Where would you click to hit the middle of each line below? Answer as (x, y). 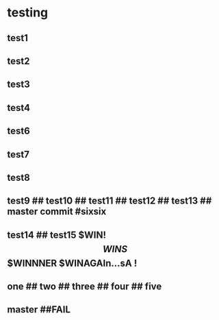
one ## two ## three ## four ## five (85, 287)
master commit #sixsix (57, 211)
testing (28, 13)
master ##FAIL (39, 310)
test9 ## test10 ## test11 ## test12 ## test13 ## (109, 201)
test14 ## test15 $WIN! (56, 235)
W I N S (115, 249)
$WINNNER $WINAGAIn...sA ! (72, 263)
